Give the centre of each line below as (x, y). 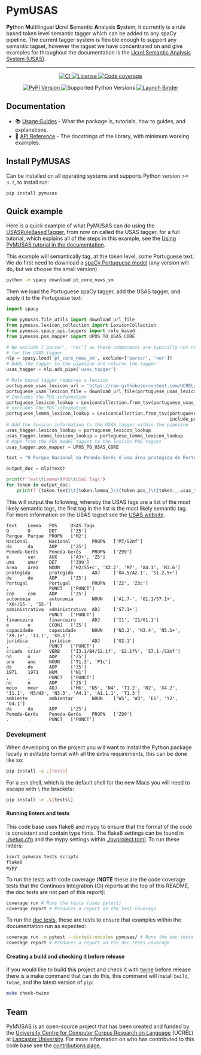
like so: (15, 760)
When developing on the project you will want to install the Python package (99, 747)
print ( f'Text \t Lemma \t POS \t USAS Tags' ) (56, 479)
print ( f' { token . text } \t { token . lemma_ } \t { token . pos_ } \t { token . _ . (99, 490)
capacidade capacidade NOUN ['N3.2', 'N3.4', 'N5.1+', (93, 630)
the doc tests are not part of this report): (56, 892)
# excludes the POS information (46, 408)
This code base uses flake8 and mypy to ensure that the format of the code (99, 827)
